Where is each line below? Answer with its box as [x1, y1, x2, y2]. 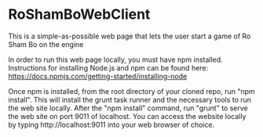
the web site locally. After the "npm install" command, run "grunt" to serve [8, 103, 249, 113]
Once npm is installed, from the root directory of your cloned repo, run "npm [8, 86, 255, 96]
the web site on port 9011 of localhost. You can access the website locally [8, 111, 247, 121]
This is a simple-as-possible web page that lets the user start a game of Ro [8, 31, 251, 41]
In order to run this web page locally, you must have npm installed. [8, 55, 223, 64]
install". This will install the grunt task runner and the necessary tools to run [8, 95, 252, 104]
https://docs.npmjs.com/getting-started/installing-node [8, 71, 188, 81]
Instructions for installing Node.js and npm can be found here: [8, 63, 209, 72]
